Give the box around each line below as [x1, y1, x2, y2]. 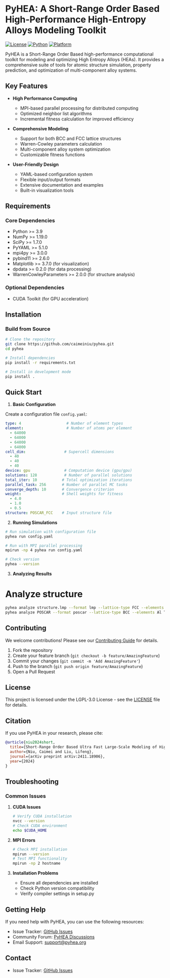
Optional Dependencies [5, 284, 65, 291]
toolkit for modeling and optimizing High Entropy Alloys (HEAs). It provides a [5, 56, 164, 62]
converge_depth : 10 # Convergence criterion [5, 486, 114, 492]
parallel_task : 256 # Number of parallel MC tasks [5, 482, 128, 487]
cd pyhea [5, 346, 24, 351]
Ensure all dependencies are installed [20, 880, 99, 886]
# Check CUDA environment [12, 823, 67, 828]
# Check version [5, 557, 39, 562]
